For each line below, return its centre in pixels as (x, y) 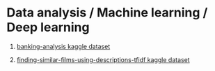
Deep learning (48, 27)
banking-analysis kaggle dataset (63, 46)
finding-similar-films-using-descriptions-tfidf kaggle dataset (103, 59)
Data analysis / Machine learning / (107, 13)
